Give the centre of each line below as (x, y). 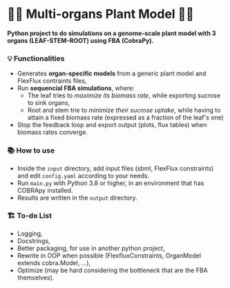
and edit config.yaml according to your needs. (83, 175)
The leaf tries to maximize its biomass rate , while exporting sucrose (124, 95)
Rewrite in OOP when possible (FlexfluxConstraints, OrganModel (109, 256)
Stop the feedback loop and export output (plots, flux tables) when (112, 125)
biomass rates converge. (52, 132)
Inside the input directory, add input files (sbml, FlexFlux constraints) (115, 168)
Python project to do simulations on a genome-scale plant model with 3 (112, 33)
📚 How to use (31, 151)
